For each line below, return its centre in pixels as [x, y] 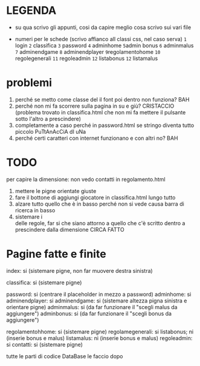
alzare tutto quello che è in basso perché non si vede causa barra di [99, 204]
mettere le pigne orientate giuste [56, 191]
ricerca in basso [35, 210]
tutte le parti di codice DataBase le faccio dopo [65, 356]
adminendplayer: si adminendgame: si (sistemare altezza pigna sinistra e [97, 301]
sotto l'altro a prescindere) [48, 119]
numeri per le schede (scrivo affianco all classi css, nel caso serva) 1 [101, 39]
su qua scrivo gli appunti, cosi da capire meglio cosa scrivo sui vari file [103, 27]
